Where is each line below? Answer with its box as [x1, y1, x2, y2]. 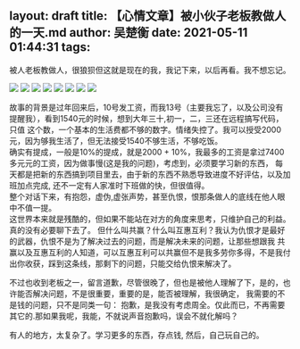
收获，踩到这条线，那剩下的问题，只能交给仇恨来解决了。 [24, 258, 237, 269]
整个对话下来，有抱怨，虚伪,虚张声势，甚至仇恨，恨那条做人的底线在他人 [9, 191, 279, 202]
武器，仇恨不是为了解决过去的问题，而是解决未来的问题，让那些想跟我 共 [16, 236, 286, 246]
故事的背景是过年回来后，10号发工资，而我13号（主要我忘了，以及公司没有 [9, 102, 284, 112]
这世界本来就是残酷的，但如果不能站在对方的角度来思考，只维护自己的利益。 [9, 213, 291, 224]
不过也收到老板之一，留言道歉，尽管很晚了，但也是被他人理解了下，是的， [9, 277, 283, 287]
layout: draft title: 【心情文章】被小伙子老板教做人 [9, 8, 287, 24]
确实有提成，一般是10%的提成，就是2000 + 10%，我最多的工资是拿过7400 [9, 146, 285, 157]
